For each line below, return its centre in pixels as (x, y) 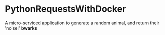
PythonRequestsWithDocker (66, 9)
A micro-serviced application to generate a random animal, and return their (82, 23)
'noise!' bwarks (21, 28)
